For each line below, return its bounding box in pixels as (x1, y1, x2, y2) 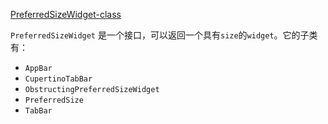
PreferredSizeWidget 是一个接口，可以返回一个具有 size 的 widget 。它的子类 (10, 29, 318, 41)
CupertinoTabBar (24, 74, 93, 84)
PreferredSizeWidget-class (10, 9, 122, 20)
